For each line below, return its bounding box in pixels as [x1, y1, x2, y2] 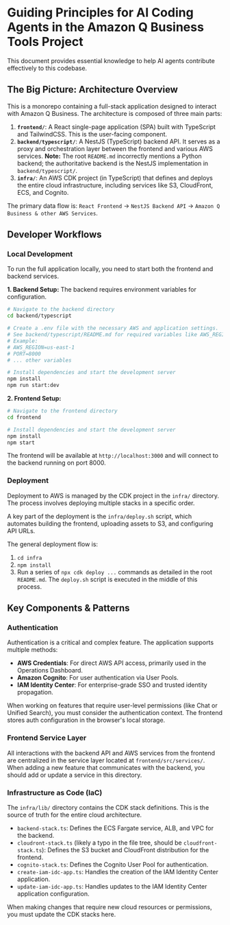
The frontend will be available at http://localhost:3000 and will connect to [7, 452, 219, 460]
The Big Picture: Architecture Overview [7, 84, 178, 95]
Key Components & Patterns [7, 602, 130, 614]
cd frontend [7, 414, 41, 421]
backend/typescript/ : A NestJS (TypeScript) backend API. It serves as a [16, 137, 220, 145]
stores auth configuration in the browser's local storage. [7, 716, 166, 725]
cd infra [16, 554, 42, 561]
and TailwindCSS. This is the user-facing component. [16, 130, 168, 138]
